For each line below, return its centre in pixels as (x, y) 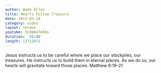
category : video (22, 23)
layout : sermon (21, 28)
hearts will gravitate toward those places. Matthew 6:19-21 (64, 65)
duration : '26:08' (24, 37)
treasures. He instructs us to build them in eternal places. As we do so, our (80, 60)
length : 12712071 (23, 41)
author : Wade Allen (25, 9)
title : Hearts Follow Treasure (37, 14)
